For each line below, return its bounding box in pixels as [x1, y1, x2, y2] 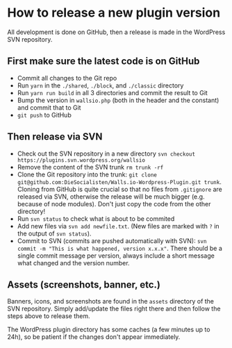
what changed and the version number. [17, 258, 130, 267]
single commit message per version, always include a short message [17, 251, 215, 260]
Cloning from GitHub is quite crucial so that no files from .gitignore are [17, 185, 222, 193]
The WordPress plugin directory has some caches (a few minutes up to [7, 325, 210, 334]
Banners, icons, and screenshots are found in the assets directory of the [7, 297, 214, 306]
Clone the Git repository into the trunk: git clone [17, 170, 158, 179]
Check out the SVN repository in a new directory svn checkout [17, 149, 196, 158]
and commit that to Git [17, 103, 81, 112]
